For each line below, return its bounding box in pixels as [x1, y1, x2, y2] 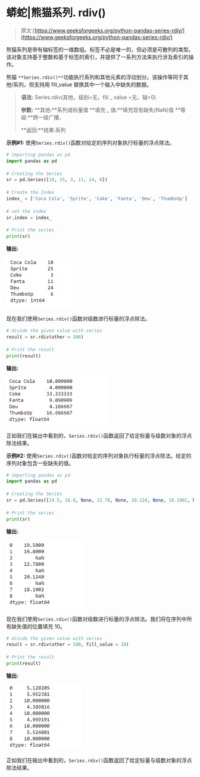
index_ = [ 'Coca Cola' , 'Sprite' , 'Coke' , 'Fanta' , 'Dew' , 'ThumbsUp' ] [6, 196, 187, 202]
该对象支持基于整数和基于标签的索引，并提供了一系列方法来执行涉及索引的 [6, 53, 189, 60]
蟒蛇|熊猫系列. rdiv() [6, 6, 106, 20]
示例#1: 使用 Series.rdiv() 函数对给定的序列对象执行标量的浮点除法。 [6, 139, 175, 146]
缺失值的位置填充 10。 [11, 623, 65, 630]
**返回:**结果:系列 [20, 126, 66, 134]
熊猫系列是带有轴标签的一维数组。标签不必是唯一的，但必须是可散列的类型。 [6, 46, 194, 53]
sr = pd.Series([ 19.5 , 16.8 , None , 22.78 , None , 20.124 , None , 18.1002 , [6, 497, 190, 503]
